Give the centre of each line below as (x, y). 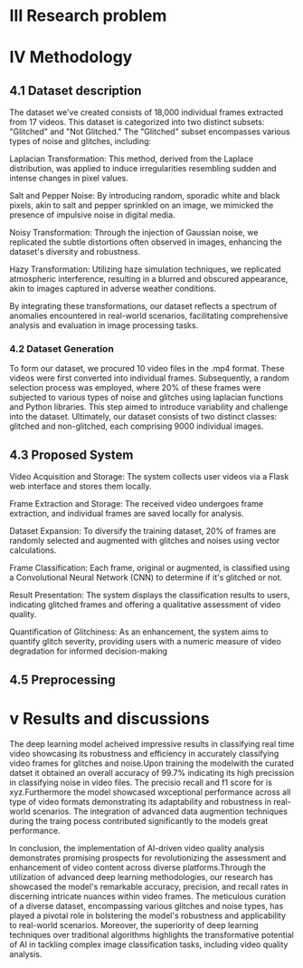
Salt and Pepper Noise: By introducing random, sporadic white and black (145, 196)
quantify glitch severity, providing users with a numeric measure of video (146, 642)
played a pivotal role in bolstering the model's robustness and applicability (148, 915)
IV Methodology (71, 58)
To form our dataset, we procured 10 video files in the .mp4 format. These (147, 369)
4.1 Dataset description (76, 90)
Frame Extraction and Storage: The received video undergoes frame (137, 504)
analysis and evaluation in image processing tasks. (104, 325)
